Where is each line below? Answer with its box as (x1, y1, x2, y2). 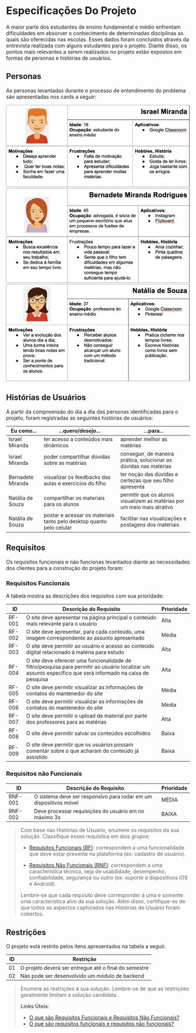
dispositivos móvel (34, 799, 79, 806)
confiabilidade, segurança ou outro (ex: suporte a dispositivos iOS (29, 874, 188, 881)
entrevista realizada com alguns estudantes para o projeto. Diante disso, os (6, 42, 187, 49)
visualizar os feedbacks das (43, 474, 111, 481)
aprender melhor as (120, 436, 167, 443)
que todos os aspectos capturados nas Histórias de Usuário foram (20, 904, 180, 911)
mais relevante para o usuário (26, 620, 97, 627)
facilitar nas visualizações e (120, 514, 187, 521)
